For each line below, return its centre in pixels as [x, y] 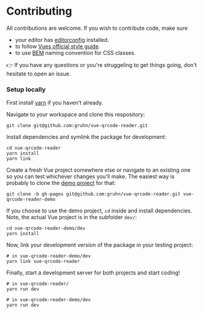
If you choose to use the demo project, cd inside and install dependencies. [99, 211]
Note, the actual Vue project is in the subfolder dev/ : [72, 217]
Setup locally [26, 89]
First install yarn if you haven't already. [55, 103]
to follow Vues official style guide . [57, 46]
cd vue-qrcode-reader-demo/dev [46, 229]
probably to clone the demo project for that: [61, 183]
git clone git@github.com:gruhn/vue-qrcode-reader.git [77, 126]
